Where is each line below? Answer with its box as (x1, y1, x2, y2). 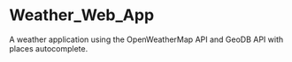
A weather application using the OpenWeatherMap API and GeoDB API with (9, 34, 284, 45)
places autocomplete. (9, 43, 88, 53)
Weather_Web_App (9, 5, 155, 25)
